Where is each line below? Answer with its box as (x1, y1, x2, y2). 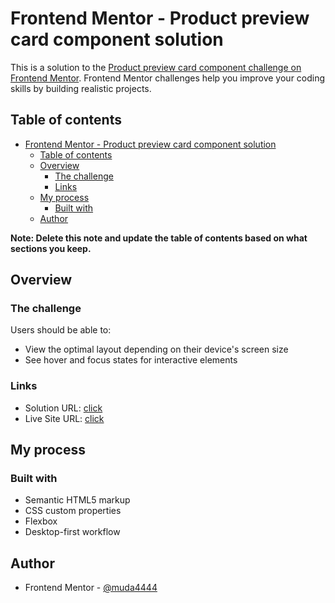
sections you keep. (10, 242, 92, 254)
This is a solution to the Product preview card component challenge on (10, 61, 302, 73)
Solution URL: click (24, 402, 103, 414)
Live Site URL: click (24, 412, 105, 424)
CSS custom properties (24, 505, 122, 517)
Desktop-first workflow (24, 526, 121, 538)
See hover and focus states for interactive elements (24, 354, 238, 366)
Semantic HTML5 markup (24, 494, 131, 506)
